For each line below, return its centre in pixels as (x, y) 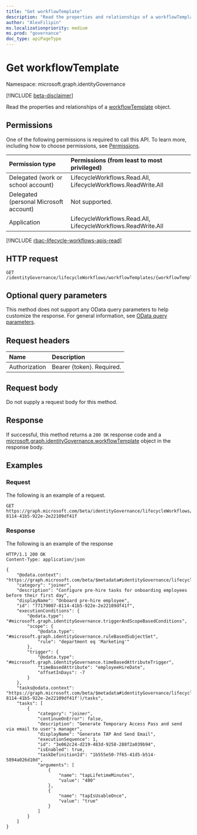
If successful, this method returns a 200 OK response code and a (84, 435)
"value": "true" (78, 801)
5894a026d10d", (25, 760)
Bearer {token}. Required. (86, 367)
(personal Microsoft (36, 201)
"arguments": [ (56, 765)
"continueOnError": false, (70, 719)
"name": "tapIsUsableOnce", (93, 796)
